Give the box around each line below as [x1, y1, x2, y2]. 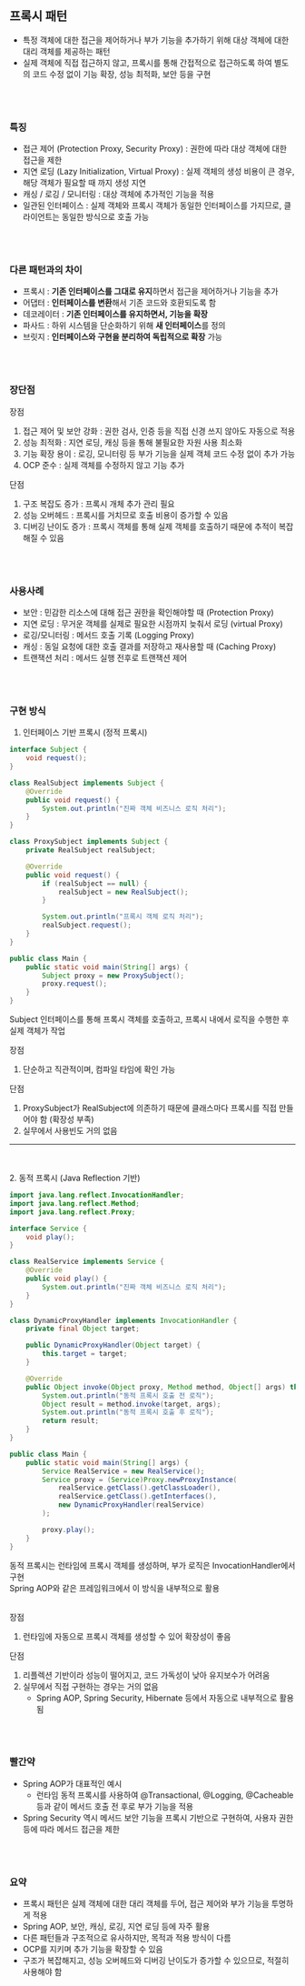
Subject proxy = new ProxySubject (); [42, 971, 184, 980]
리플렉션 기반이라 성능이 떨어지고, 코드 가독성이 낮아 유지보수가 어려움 [22, 1670, 271, 1680]
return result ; [42, 1417, 100, 1426]
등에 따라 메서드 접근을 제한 [22, 1823, 121, 1834]
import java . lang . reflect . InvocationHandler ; [9, 1190, 184, 1200]
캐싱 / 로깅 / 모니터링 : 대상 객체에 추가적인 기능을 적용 [22, 189, 215, 200]
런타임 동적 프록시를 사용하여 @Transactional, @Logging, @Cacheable [35, 1790, 294, 1800]
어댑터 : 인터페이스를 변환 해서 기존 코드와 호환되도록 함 [22, 297, 216, 308]
